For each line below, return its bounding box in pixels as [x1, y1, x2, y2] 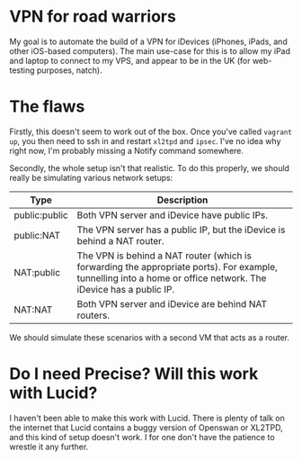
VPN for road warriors [9, 6, 177, 27]
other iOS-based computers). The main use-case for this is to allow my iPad [9, 45, 290, 56]
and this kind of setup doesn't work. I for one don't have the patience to [9, 431, 276, 442]
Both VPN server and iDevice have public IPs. [76, 209, 268, 221]
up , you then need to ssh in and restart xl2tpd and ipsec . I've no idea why [9, 135, 281, 146]
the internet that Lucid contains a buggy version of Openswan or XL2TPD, [9, 421, 283, 433]
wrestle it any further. [9, 441, 89, 452]
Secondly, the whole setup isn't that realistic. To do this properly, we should [9, 162, 290, 173]
